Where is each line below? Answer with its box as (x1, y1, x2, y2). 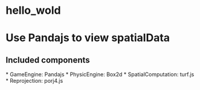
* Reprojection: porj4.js (5, 77, 63, 85)
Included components (5, 55, 90, 65)
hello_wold (5, 4, 61, 17)
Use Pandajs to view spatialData (5, 31, 170, 45)
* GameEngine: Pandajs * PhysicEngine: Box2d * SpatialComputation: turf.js (5, 71, 195, 78)
